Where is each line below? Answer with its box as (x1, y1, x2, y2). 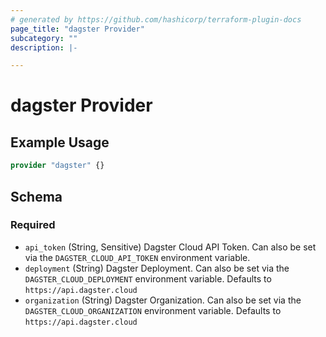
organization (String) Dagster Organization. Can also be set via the (24, 294, 302, 306)
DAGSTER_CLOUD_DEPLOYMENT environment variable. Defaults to (24, 272, 272, 285)
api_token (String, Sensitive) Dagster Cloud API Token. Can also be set (24, 241, 317, 253)
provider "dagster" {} (10, 161, 105, 171)
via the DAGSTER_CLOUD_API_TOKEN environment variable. (24, 251, 251, 263)
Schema (10, 188, 63, 205)
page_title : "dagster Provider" (10, 24, 145, 34)
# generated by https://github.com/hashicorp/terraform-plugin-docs (10, 14, 302, 25)
